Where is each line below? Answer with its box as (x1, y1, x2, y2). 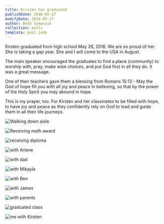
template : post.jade (5, 30, 48, 35)
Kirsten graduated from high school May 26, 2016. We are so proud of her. (5, 44, 156, 49)
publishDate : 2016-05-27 (5, 12, 56, 17)
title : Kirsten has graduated (5, 7, 67, 12)
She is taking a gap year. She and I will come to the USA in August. (5, 49, 140, 55)
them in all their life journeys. (5, 109, 64, 115)
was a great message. (5, 69, 50, 74)
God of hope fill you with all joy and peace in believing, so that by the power (5, 84, 159, 89)
